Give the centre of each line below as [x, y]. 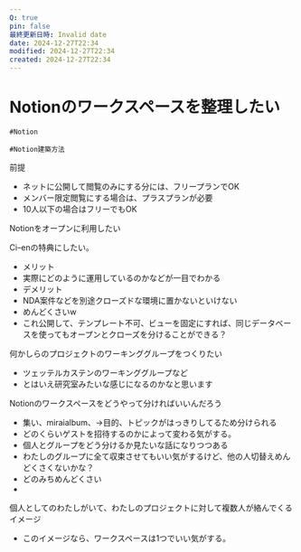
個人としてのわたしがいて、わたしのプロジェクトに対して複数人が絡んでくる [151, 508]
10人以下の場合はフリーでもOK [80, 209]
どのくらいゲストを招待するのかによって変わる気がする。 [129, 434]
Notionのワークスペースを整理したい [145, 107]
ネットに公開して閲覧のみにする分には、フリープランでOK [131, 186]
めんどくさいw [49, 312]
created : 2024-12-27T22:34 [60, 60]
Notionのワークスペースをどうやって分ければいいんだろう [116, 403]
